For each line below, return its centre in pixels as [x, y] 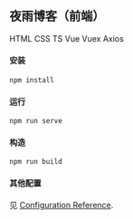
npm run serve [36, 121]
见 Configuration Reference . [62, 205]
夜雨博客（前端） [57, 16]
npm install [32, 81]
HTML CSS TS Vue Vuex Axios [66, 38]
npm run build [36, 162]
